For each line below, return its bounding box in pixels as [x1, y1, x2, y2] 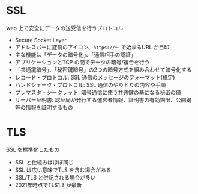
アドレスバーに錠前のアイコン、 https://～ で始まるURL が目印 [14, 43, 170, 51]
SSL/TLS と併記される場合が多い [14, 174, 96, 181]
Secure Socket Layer [14, 36, 67, 43]
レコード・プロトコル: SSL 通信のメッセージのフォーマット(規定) [14, 74, 175, 81]
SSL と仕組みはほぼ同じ [14, 158, 74, 166]
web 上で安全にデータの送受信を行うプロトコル [6, 24, 124, 31]
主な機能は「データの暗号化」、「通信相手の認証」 [14, 51, 136, 58]
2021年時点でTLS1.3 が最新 [14, 181, 82, 189]
